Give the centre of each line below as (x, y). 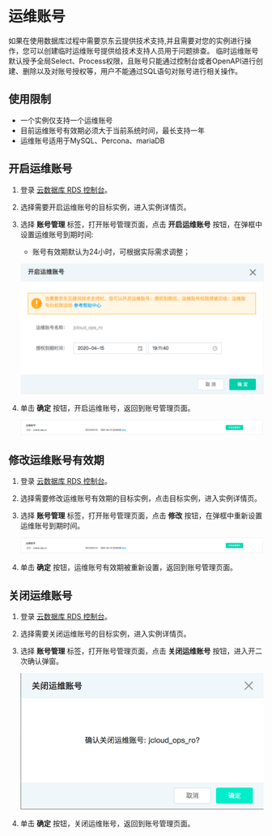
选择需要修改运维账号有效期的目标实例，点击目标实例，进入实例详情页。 (140, 498)
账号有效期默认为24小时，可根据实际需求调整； (111, 252)
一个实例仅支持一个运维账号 (66, 120)
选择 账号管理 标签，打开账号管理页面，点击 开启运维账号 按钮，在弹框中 (141, 224)
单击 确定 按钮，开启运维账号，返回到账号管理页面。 (107, 407)
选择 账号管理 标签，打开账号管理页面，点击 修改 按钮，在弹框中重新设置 (141, 515)
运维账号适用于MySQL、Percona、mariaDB (92, 140)
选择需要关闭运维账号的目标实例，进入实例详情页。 (105, 634)
